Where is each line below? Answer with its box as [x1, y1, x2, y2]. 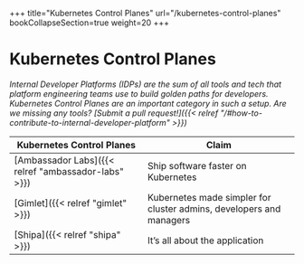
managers [147, 213, 191, 226]
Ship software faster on [147, 159, 247, 172]
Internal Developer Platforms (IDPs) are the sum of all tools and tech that [9, 79, 282, 90]
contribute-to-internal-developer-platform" [9, 117, 170, 127]
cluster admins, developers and [147, 203, 281, 215]
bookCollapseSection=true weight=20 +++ [9, 17, 170, 28]
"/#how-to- [220, 108, 262, 118]
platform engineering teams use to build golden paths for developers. [9, 88, 269, 99]
